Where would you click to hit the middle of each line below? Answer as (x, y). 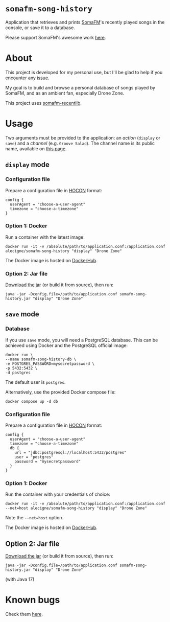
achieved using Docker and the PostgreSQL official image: (67, 345)
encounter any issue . (27, 78)
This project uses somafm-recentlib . (43, 103)
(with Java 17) (20, 580)
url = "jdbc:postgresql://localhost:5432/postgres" (70, 453)
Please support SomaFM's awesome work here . (56, 37)
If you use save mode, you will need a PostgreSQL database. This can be (82, 340)
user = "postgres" (34, 457)
